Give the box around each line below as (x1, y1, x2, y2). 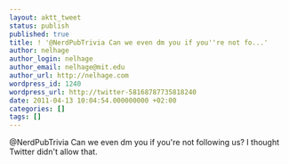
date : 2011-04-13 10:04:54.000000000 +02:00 (9, 95, 177, 105)
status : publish (9, 21, 69, 30)
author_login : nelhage (9, 54, 93, 63)
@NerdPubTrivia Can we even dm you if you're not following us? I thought (9, 137, 280, 148)
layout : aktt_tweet (9, 12, 82, 22)
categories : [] (9, 104, 66, 113)
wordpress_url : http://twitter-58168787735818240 (9, 87, 197, 96)
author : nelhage (9, 46, 69, 55)
